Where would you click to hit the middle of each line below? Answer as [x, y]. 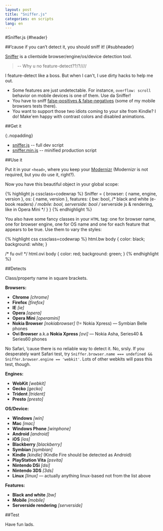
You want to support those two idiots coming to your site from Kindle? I [84, 111]
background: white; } [26, 244]
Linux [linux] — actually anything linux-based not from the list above [81, 476]
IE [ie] [18, 308]
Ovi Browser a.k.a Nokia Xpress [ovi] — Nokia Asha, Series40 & [78, 334]
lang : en [14, 23]
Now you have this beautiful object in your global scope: [62, 184]
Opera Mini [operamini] [36, 318]
